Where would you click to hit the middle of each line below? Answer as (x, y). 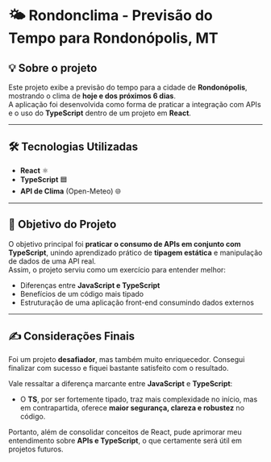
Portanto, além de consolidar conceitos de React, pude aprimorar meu (125, 432)
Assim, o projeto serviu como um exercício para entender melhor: (117, 269)
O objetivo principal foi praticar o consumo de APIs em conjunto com (125, 243)
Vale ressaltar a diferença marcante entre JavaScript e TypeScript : (121, 384)
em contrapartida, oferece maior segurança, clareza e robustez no (132, 408)
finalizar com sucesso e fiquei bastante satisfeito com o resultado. (119, 368)
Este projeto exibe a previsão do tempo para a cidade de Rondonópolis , (128, 87)
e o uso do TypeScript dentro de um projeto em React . (100, 113)
